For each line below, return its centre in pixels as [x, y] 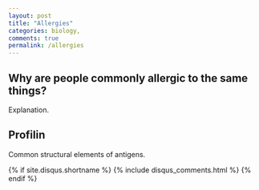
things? [28, 90]
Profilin [27, 135]
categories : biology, [45, 30]
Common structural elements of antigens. [77, 154]
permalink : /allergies [46, 46]
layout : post [30, 16]
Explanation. [29, 110]
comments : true [34, 38]
